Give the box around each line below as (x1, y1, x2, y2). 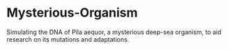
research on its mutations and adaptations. (6, 35, 130, 43)
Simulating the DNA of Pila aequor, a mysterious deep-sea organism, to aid (6, 28, 222, 36)
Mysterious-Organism (6, 5, 138, 21)
